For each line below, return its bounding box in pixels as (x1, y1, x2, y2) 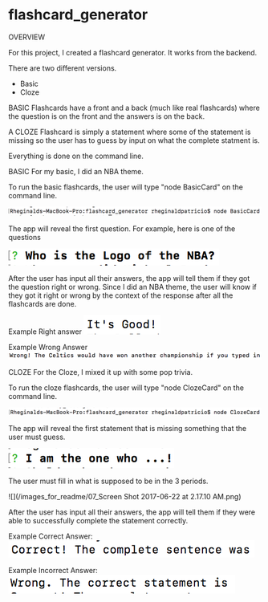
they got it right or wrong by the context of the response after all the (8, 291, 233, 300)
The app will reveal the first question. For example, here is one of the (8, 223, 236, 234)
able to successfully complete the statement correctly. (8, 515, 189, 525)
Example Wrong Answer (8, 342, 88, 352)
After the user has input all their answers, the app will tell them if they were (8, 507, 256, 517)
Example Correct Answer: (8, 531, 94, 541)
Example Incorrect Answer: (8, 565, 98, 575)
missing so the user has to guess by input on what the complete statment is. (8, 135, 260, 145)
